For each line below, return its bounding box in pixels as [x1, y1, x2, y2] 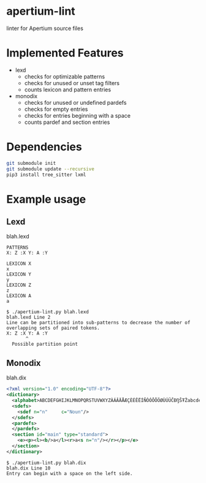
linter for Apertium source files [6, 25, 84, 32]
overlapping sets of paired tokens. [6, 325, 100, 332]
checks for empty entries [24, 105, 88, 113]
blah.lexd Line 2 [6, 314, 51, 321]
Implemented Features [6, 46, 124, 60]
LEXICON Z [6, 282, 32, 289]
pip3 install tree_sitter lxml [6, 172, 86, 178]
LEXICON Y [6, 272, 32, 278]
